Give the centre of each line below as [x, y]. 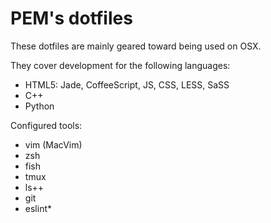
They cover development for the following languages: [120, 65]
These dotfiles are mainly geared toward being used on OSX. [136, 46]
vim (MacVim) [53, 144]
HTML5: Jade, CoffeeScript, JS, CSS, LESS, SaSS [127, 84]
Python [39, 106]
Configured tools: [46, 125]
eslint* [38, 208]
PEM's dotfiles [71, 18]
